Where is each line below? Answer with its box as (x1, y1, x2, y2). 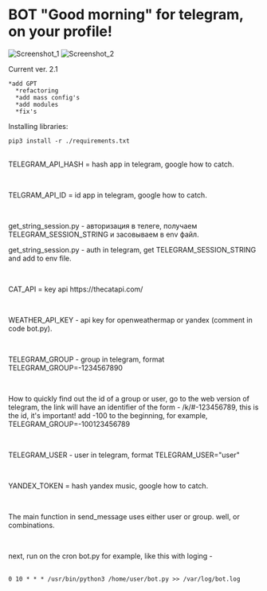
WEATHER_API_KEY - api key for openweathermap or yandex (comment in (8, 315, 253, 324)
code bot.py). (8, 323, 53, 333)
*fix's (15, 108, 37, 115)
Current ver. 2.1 (8, 64, 58, 73)
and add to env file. (8, 253, 72, 263)
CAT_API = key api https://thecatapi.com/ (8, 284, 143, 294)
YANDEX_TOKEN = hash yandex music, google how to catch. (8, 480, 209, 491)
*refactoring (15, 86, 59, 95)
